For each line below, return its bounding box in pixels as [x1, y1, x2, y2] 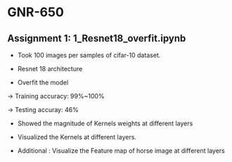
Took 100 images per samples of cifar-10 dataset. [17, 51, 161, 59]
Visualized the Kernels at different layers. [17, 133, 137, 141]
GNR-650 [7, 4, 65, 20]
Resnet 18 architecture [17, 65, 83, 73]
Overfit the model [17, 78, 69, 87]
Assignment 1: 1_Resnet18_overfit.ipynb [7, 32, 186, 44]
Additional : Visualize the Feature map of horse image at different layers [17, 147, 225, 155]
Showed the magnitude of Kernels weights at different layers [17, 119, 193, 127]
